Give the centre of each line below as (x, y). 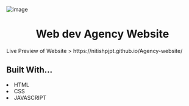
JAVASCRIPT (30, 97)
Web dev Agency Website (102, 34)
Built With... (30, 70)
